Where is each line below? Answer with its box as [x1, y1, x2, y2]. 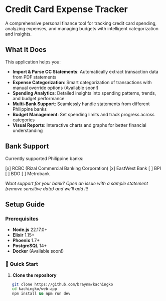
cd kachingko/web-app [12, 286, 57, 291]
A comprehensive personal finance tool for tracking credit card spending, [5, 20, 157, 26]
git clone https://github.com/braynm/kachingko [12, 282, 113, 287]
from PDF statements [12, 74, 57, 80]
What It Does [5, 45, 47, 54]
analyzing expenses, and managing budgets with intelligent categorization [5, 25, 159, 31]
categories [12, 117, 35, 123]
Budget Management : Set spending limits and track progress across [12, 111, 154, 117]
